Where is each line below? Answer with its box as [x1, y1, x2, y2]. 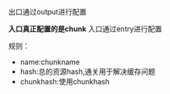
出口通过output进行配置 [8, 7, 87, 16]
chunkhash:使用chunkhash [19, 77, 110, 86]
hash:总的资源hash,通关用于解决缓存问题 [19, 67, 155, 76]
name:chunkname [19, 57, 81, 67]
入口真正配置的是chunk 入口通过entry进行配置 [8, 24, 163, 34]
